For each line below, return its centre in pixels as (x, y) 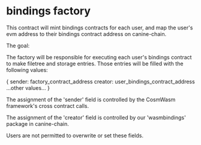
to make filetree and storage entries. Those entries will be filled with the (95, 64)
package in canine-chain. (37, 123)
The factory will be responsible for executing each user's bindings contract (99, 57)
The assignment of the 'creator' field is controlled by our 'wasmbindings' (96, 117)
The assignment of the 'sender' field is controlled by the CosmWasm (91, 99)
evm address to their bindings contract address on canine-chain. (86, 34)
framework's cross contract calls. (48, 105)
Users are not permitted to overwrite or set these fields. (75, 135)
